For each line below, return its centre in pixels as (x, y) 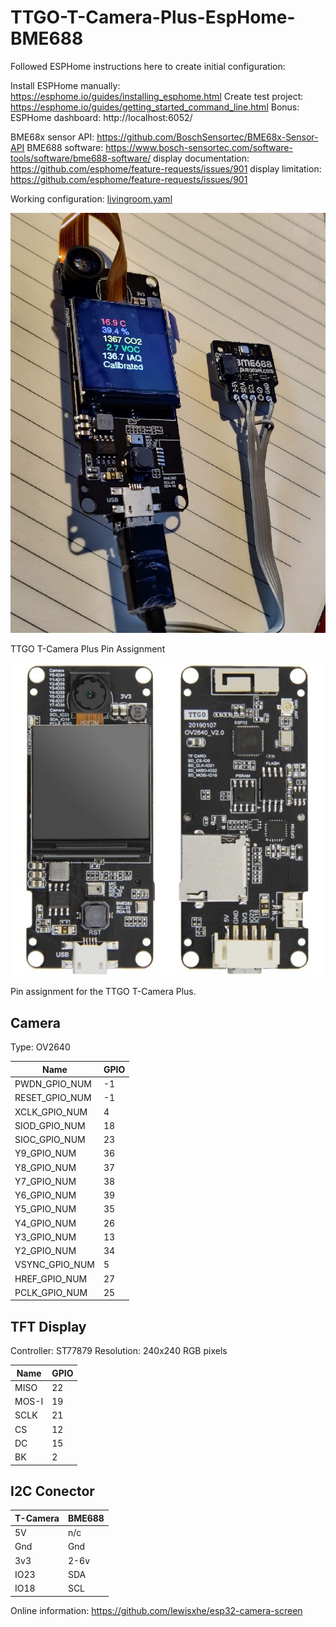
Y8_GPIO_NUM (45, 1167)
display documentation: (201, 158)
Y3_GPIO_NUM (45, 1237)
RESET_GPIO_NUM (53, 1098)
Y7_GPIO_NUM (45, 1181)
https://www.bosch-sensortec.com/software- (199, 147)
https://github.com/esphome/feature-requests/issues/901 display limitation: (166, 168)
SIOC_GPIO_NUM (50, 1140)
